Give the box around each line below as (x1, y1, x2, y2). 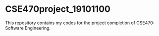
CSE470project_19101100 (5, 3, 110, 15)
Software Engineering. (5, 25, 51, 31)
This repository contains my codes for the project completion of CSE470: (5, 20, 155, 26)
